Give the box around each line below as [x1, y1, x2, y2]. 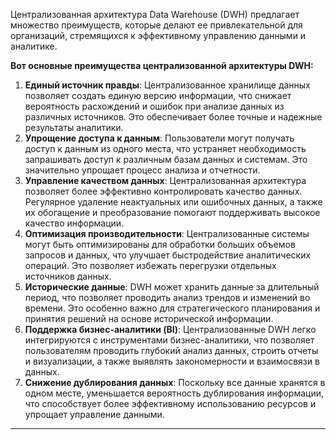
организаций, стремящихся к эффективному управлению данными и [10, 30, 307, 41]
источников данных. [24, 270, 112, 282]
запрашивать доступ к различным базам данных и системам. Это [24, 154, 308, 165]
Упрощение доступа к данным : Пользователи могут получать [24, 132, 295, 144]
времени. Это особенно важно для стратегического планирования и [24, 302, 321, 314]
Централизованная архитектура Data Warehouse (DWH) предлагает [10, 9, 300, 20]
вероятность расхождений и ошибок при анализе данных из [24, 100, 285, 112]
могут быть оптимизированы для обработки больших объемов [24, 239, 296, 250]
